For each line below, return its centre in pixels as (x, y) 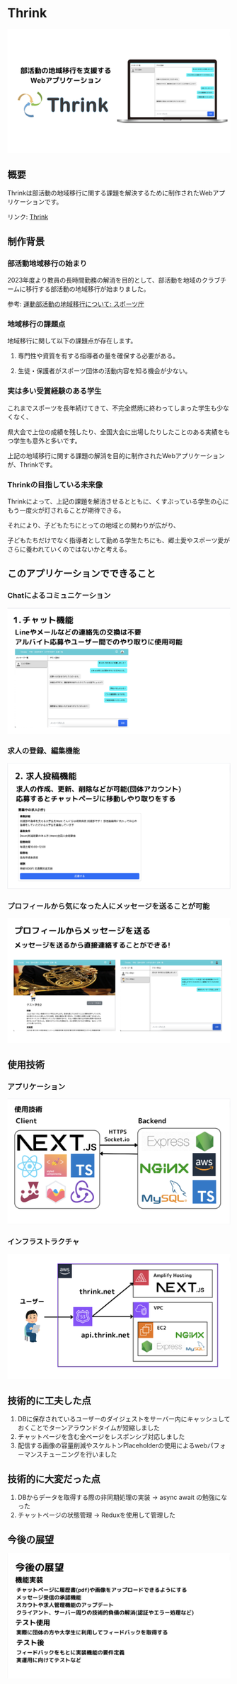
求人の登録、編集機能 (44, 751)
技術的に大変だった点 (54, 1479)
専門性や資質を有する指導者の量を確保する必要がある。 (98, 356)
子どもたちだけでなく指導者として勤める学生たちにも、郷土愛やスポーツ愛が (118, 540)
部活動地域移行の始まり (47, 263)
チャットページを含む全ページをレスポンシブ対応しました (101, 1437)
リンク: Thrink (28, 217)
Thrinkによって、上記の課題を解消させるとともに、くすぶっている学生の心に (118, 501)
